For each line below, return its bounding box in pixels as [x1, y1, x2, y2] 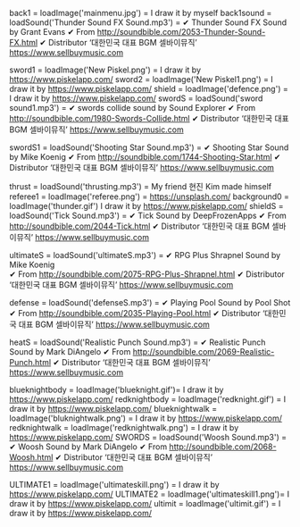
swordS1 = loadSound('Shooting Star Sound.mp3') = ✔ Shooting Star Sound [9, 142, 289, 153]
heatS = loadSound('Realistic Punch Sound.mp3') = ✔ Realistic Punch [9, 337, 266, 347]
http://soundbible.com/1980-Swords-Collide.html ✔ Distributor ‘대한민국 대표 [9, 113, 289, 123]
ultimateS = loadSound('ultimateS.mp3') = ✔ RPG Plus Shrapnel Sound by [9, 250, 281, 260]
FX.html [9, 38, 38, 47]
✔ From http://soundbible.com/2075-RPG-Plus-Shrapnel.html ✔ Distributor [9, 269, 286, 280]
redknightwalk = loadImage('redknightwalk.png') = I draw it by [9, 422, 239, 432]
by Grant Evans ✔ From [9, 27, 96, 37]
